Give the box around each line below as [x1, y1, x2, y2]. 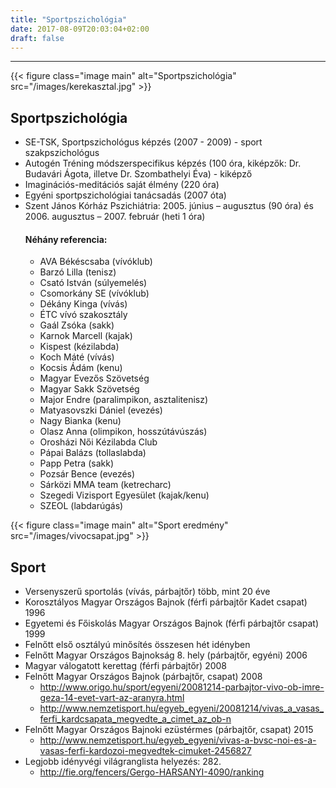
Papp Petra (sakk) [39, 457, 114, 470]
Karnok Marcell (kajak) [39, 330, 133, 342]
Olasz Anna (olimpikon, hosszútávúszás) [39, 426, 208, 438]
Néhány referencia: [24, 233, 108, 245]
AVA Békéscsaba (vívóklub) [39, 256, 153, 268]
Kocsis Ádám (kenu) [39, 362, 123, 374]
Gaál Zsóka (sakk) [39, 319, 115, 331]
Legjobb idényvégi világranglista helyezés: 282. [24, 756, 222, 768]
